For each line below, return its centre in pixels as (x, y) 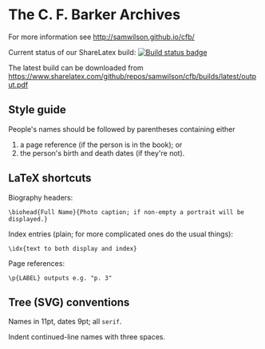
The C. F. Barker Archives (95, 15)
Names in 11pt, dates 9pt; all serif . (65, 322)
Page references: (37, 263)
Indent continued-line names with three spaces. (87, 337)
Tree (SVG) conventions (69, 302)
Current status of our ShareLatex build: (72, 52)
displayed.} (28, 219)
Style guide (37, 110)
